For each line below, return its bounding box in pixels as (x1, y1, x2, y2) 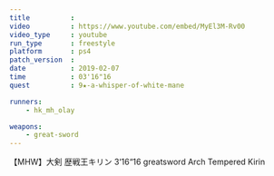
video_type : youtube (9, 30, 107, 39)
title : (9, 13, 75, 23)
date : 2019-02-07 (9, 64, 120, 73)
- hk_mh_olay (25, 105, 75, 114)
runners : (9, 97, 43, 106)
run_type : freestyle (9, 38, 116, 48)
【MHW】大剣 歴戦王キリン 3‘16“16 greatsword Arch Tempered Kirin (9, 156, 266, 168)
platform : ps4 (9, 47, 92, 56)
